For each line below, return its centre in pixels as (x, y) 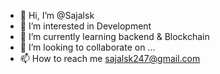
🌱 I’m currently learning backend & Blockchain (114, 36)
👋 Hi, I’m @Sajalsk (57, 15)
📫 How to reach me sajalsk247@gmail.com (110, 58)
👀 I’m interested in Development (85, 26)
